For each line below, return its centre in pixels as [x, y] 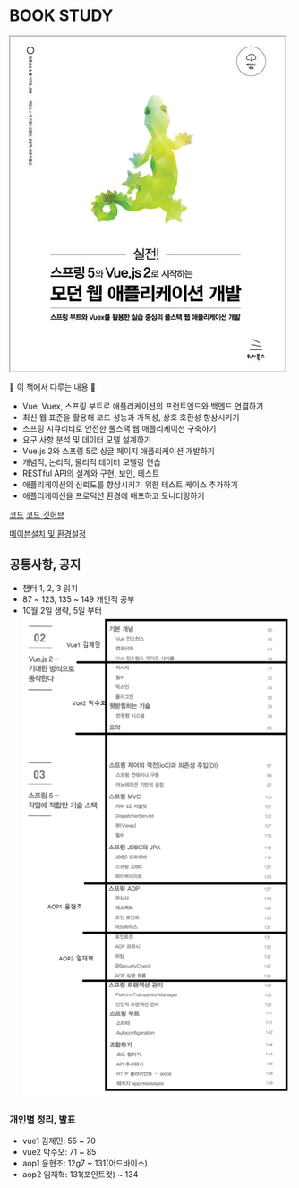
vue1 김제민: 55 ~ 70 [59, 1141]
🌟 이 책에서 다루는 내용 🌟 [52, 387]
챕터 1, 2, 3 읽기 [50, 588]
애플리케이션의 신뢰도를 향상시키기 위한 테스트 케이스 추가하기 [130, 484]
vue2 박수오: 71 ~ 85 [59, 1152]
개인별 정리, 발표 [43, 1119]
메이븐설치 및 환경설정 [48, 533]
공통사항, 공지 [45, 565]
